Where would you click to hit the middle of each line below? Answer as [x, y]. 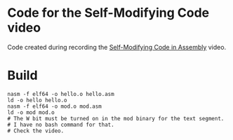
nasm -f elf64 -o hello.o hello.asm [61, 94]
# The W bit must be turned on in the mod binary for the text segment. [116, 118]
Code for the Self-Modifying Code [108, 13]
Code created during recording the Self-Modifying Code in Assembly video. [117, 47]
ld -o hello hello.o [38, 100]
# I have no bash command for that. [61, 125]
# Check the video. [36, 131]
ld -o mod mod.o [31, 112]
